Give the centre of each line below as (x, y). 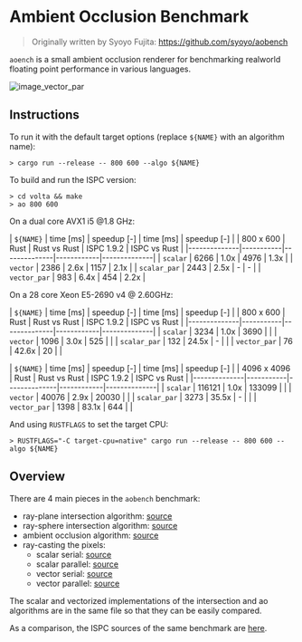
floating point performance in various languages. (100, 69)
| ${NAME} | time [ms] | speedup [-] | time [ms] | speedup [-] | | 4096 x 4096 (150, 368)
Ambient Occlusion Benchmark (129, 17)
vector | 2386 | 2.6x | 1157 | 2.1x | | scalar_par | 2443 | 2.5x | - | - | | (135, 267)
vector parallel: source (78, 583)
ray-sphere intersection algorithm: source (100, 525)
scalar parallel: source (77, 564)
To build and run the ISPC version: (73, 179)
